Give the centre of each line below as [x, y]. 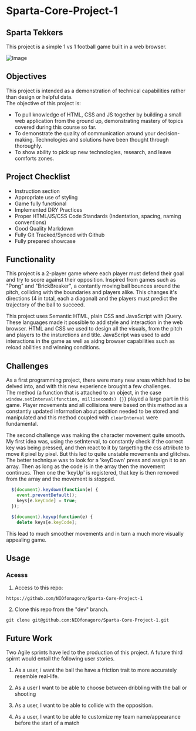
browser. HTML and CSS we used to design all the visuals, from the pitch [94, 329]
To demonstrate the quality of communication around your [85, 133]
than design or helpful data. [40, 97]
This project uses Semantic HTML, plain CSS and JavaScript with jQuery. [94, 316]
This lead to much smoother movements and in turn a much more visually [95, 533]
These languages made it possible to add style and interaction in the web [94, 322]
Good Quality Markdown [44, 228]
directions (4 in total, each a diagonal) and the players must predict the [92, 299]
